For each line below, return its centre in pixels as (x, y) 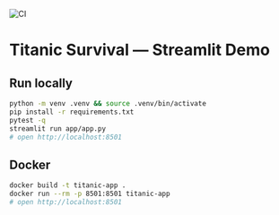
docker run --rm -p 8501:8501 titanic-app (90, 194)
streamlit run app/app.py (57, 129)
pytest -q (28, 120)
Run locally (41, 83)
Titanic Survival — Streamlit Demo (140, 50)
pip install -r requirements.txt (72, 112)
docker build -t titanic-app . (68, 185)
